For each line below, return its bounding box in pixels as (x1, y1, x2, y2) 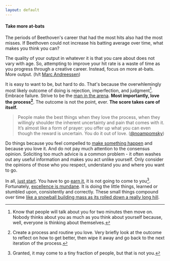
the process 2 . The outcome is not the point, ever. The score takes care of (5, 98, 160, 105)
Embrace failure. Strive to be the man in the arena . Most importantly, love (5, 92, 160, 99)
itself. (5, 105, 18, 111)
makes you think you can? (5, 45, 60, 51)
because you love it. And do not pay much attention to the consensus (5, 146, 150, 152)
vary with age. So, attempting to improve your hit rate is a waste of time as (5, 60, 160, 67)
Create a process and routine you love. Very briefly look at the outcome (12, 229, 162, 235)
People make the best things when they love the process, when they (17, 114, 160, 120)
